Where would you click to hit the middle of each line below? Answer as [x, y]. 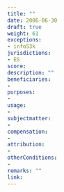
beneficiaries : [29, 79]
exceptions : [24, 40]
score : [17, 66]
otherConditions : [32, 158]
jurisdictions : [29, 53]
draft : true [24, 27]
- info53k [22, 46]
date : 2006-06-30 [32, 20]
